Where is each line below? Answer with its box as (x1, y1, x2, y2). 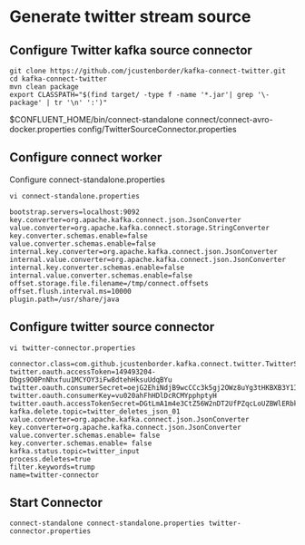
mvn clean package (9, 83, 79, 92)
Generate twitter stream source (9, 6, 251, 27)
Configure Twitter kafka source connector (9, 43, 252, 58)
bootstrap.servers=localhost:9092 (9, 207, 141, 217)
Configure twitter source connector (9, 319, 215, 335)
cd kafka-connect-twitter (9, 74, 107, 83)
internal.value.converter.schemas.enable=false (9, 270, 193, 280)
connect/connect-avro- (185, 114, 274, 124)
